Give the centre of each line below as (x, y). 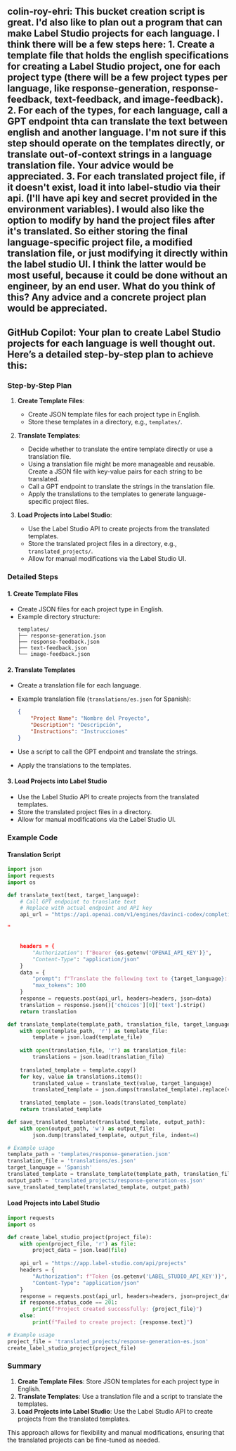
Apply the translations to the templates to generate (101, 494)
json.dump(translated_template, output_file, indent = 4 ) (116, 1135)
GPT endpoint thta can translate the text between (118, 121)
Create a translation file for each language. (79, 685)
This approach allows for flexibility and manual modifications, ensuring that (116, 1432)
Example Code (33, 837)
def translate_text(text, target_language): (73, 895)
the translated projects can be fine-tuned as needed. (84, 1440)
